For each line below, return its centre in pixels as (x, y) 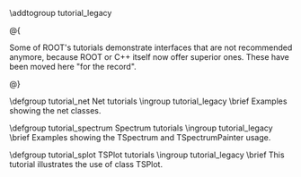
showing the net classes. (55, 110)
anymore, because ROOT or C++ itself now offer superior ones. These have (149, 57)
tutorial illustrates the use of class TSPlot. (86, 164)
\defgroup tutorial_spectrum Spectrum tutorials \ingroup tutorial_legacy (141, 128)
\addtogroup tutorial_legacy (61, 13)
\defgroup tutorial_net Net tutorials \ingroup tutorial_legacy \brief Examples (148, 101)
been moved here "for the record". (73, 67)
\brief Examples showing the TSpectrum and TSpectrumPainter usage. (140, 137)
